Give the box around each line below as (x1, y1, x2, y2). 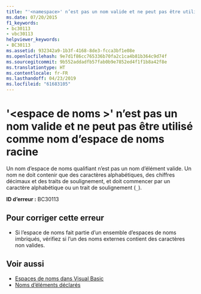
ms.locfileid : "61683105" (6, 81, 71, 87)
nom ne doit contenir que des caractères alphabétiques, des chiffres (6, 171, 175, 178)
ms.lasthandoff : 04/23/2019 (6, 75, 77, 81)
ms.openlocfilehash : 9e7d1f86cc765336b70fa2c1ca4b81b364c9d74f (6, 53, 167, 59)
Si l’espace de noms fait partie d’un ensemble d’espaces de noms (14, 229, 176, 236)
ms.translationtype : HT (6, 64, 66, 71)
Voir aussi (6, 259, 44, 269)
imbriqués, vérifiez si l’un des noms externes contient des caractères (14, 235, 185, 243)
